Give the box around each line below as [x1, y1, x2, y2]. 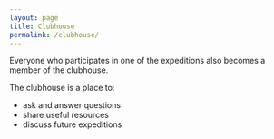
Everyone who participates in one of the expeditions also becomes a [9, 55, 266, 66]
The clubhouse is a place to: [9, 83, 115, 94]
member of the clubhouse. [9, 65, 109, 75]
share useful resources [22, 110, 109, 121]
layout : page [9, 13, 59, 23]
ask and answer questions [22, 100, 121, 111]
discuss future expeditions [22, 119, 122, 130]
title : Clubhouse [9, 22, 75, 31]
